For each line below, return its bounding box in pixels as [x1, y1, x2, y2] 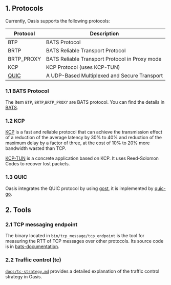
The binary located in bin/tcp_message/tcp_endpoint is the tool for [5, 233, 145, 239]
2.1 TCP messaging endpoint [5, 221, 78, 228]
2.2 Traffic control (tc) [5, 256, 61, 263]
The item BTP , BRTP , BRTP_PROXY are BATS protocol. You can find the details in [5, 99, 165, 105]
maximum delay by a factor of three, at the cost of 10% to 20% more [5, 140, 150, 146]
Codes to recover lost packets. [5, 161, 70, 167]
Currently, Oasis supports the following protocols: [5, 17, 110, 24]
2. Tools [5, 205, 32, 215]
